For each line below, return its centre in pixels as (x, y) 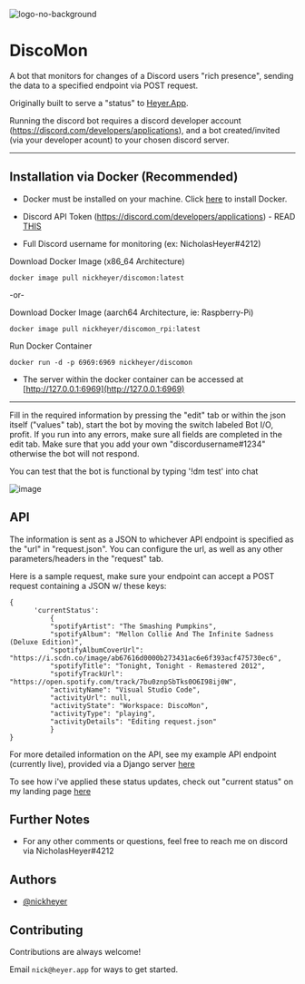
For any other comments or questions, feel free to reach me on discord (155, 841)
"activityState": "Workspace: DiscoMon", (129, 705)
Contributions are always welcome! (75, 952)
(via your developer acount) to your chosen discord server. (119, 140)
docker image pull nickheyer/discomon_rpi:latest (105, 329)
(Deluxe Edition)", (46, 642)
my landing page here (50, 791)
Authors (33, 879)
